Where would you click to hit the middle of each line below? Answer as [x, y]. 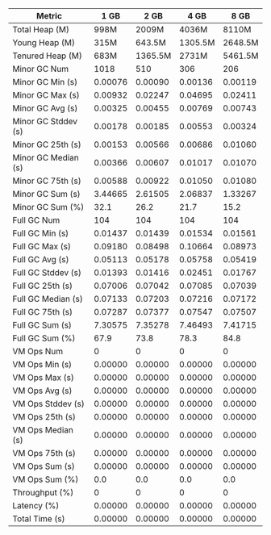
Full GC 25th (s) [43, 286]
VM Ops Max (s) [43, 377]
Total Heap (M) [41, 29]
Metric [49, 16]
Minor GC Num [41, 69]
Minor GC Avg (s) [45, 108]
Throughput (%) [43, 493]
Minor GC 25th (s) [47, 144]
